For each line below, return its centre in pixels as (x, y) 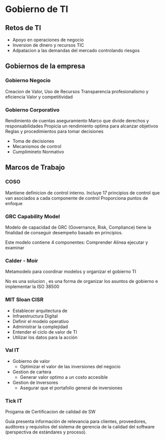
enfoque (14, 203)
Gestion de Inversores (35, 382)
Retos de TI (23, 28)
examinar (15, 247)
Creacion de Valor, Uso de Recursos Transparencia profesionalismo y (77, 91)
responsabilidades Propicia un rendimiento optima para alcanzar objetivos (82, 126)
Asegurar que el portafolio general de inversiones (71, 388)
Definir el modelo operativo (41, 321)
